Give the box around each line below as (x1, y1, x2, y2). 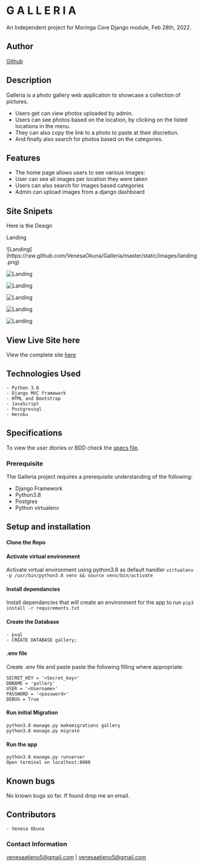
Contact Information (6, 840, 68, 848)
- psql (6, 631, 23, 638)
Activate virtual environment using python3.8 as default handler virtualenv (6, 566, 194, 574)
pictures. (6, 98, 28, 105)
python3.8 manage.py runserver (6, 754, 85, 760)
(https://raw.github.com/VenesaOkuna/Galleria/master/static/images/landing (6, 252, 198, 259)
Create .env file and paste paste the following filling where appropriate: (6, 663, 184, 670)
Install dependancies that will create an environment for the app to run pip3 (6, 599, 194, 606)
